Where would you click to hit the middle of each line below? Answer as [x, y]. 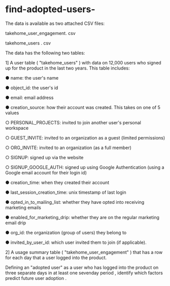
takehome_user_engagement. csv [41, 33]
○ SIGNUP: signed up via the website [44, 157]
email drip [16, 223]
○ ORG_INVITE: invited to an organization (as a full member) [69, 148]
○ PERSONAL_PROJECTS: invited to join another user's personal [73, 122]
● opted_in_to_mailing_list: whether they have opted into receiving [75, 202]
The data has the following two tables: [45, 53]
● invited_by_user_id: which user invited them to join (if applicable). [76, 242]
